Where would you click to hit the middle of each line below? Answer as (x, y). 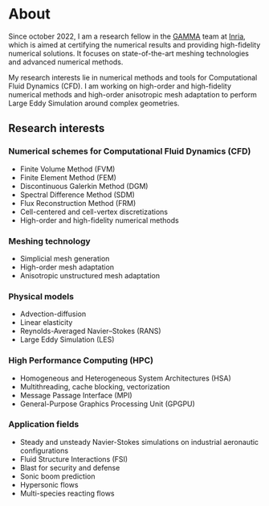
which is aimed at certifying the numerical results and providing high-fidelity (134, 44)
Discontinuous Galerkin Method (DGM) (84, 186)
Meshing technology (49, 241)
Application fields (44, 425)
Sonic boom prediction (57, 476)
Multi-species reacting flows (67, 493)
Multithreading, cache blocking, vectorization (95, 386)
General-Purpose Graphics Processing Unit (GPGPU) (107, 404)
